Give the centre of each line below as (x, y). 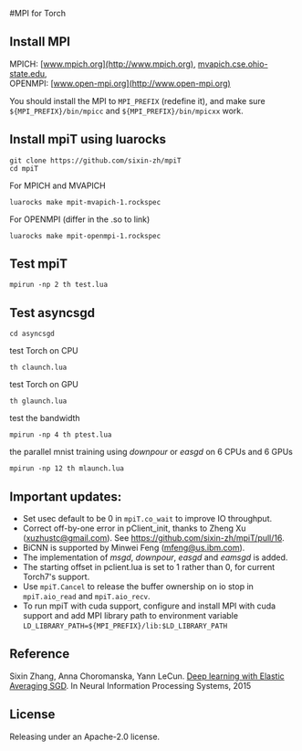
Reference (40, 654)
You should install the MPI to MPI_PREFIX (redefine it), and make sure (138, 100)
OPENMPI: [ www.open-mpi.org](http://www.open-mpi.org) (120, 83)
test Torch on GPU (44, 385)
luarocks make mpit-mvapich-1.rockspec (85, 202)
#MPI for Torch (38, 13)
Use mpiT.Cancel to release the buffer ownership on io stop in (138, 587)
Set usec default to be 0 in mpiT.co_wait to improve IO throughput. (147, 519)
